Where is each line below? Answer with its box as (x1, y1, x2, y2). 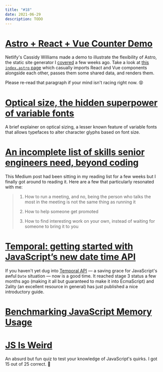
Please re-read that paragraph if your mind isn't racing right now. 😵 (5, 80, 144, 86)
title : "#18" (5, 7, 32, 12)
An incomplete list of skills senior (5, 147, 145, 158)
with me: (5, 184, 23, 190)
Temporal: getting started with (5, 241, 133, 252)
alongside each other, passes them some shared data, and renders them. (5, 70, 155, 76)
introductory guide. (5, 289, 45, 295)
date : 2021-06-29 (5, 12, 41, 17)
